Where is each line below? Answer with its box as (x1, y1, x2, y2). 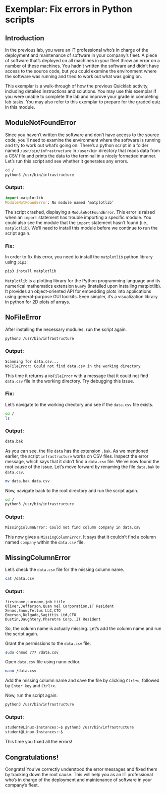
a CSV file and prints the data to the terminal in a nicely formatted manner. (5, 153, 157, 159)
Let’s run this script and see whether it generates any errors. (5, 158, 129, 164)
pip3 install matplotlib (5, 268, 56, 274)
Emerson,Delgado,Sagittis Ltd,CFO (5, 612, 77, 617)
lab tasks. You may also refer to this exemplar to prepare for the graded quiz (5, 99, 161, 105)
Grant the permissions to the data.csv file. (5, 640, 91, 646)
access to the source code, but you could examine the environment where (5, 68, 157, 74)
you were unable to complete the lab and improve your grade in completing (5, 93, 159, 99)
